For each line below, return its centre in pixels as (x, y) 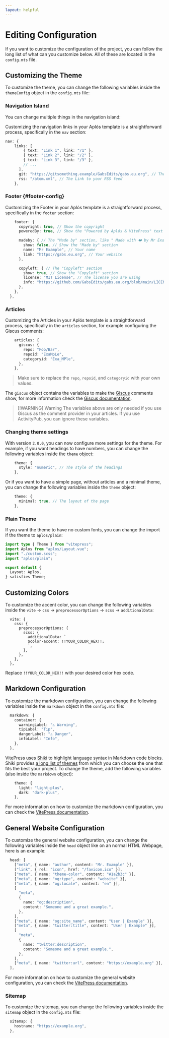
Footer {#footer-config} (35, 196)
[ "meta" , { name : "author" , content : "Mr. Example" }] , (74, 865)
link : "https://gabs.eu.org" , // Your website (73, 254)
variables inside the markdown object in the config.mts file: (65, 706)
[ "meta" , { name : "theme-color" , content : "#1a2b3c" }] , (75, 874)
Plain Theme (21, 519)
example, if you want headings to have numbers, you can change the (77, 448)
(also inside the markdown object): (39, 774)
